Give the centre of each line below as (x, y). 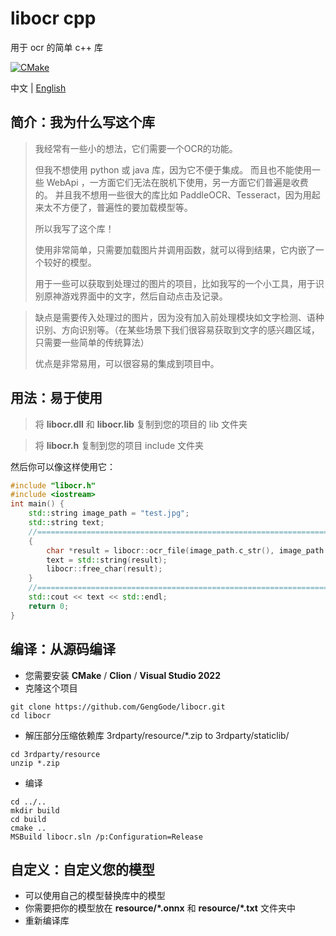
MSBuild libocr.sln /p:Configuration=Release (106, 837)
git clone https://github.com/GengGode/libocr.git (118, 707)
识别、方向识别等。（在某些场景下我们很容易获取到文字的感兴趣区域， (177, 329)
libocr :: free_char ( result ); (104, 569)
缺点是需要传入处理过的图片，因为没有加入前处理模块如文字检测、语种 (179, 317)
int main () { (37, 504)
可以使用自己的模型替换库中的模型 (95, 896)
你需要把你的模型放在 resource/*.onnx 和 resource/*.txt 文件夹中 (160, 908)
